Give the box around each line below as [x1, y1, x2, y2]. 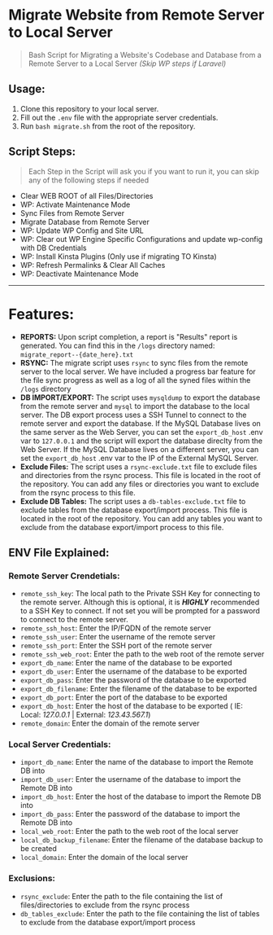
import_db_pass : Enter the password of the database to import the [19, 809, 240, 819]
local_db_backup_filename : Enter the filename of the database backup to [19, 835, 264, 845]
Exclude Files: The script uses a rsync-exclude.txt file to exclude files [19, 462, 258, 472]
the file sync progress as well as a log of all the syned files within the [19, 375, 251, 384]
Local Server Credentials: [8, 739, 111, 750]
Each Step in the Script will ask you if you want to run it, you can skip [28, 166, 260, 176]
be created [19, 844, 57, 854]
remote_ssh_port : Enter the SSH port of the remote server [19, 641, 213, 651]
